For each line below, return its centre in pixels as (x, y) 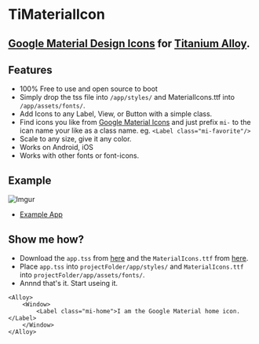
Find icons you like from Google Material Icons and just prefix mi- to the (135, 123)
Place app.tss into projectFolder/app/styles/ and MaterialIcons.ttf (131, 267)
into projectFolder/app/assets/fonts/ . (82, 275)
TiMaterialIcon (57, 15)
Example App (41, 214)
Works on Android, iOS (57, 148)
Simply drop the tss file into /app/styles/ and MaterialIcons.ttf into (127, 97)
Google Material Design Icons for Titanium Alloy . (129, 44)
